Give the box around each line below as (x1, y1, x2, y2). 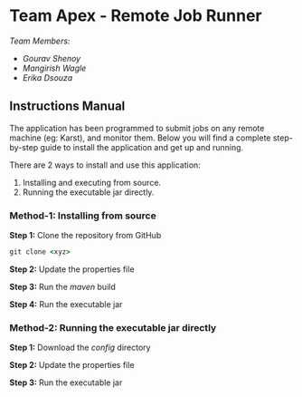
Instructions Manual (9, 99, 126, 114)
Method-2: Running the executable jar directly (9, 321, 217, 334)
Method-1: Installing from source (9, 209, 156, 222)
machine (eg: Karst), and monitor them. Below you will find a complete (9, 132, 271, 143)
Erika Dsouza (22, 72, 73, 82)
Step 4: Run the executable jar (9, 298, 123, 309)
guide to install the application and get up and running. (40, 141, 244, 152)
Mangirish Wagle (22, 63, 87, 73)
